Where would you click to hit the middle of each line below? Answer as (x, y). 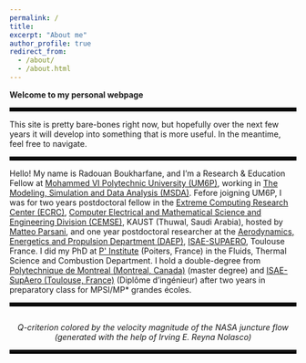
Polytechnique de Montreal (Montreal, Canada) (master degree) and (137, 270)
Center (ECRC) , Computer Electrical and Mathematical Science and (135, 212)
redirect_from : (38, 52)
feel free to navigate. (48, 143)
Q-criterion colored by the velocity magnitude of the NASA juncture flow (153, 327)
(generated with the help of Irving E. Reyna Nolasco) (153, 337)
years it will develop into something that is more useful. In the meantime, (145, 134)
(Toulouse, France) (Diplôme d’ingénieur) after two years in (155, 280)
